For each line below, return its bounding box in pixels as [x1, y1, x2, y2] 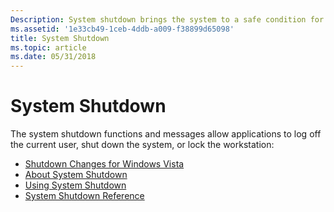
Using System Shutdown [24, 179, 127, 191]
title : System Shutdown [10, 33, 110, 43]
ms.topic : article [10, 42, 87, 53]
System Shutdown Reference [24, 190, 145, 202]
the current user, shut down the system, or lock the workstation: [10, 139, 275, 151]
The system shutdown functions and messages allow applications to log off [10, 128, 322, 140]
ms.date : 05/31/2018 [10, 52, 97, 62]
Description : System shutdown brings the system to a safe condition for [10, 14, 325, 25]
